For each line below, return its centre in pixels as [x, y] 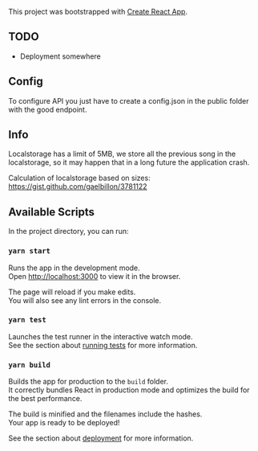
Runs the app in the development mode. [74, 268]
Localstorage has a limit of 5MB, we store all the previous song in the [122, 154]
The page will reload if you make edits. [72, 292]
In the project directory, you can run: [69, 232]
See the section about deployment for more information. [101, 438]
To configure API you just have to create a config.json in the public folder [129, 100]
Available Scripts [51, 212]
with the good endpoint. [48, 109]
